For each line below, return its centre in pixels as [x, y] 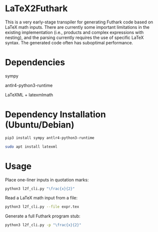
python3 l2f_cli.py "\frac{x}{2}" [40, 189]
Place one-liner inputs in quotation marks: [47, 180]
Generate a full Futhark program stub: [43, 216]
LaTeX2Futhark [36, 9]
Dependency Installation [55, 115]
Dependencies [35, 63]
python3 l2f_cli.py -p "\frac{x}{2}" [43, 225]
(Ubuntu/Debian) [40, 125]
